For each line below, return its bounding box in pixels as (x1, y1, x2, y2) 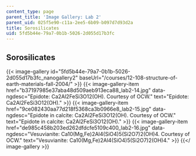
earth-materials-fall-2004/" (6, 80, 73, 87)
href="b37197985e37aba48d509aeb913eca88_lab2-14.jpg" (6, 87, 151, 94)
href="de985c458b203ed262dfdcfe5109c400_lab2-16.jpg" (6, 124, 151, 131)
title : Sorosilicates (6, 25, 60, 31)
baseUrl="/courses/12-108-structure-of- (79, 74, 178, 81)
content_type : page (6, 8, 54, 15)
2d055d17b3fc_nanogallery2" (6, 74, 79, 81)
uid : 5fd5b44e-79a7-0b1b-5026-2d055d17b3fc (6, 31, 115, 36)
